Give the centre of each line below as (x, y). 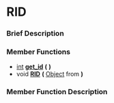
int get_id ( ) (34, 67)
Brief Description (35, 34)
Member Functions (39, 52)
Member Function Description (57, 92)
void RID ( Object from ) (49, 74)
